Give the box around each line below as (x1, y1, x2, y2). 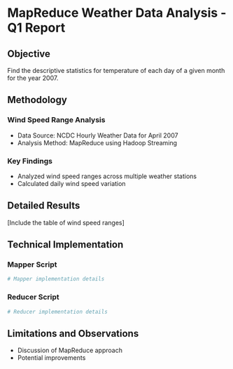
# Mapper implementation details (7, 276, 105, 283)
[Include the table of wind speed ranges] (7, 218, 125, 227)
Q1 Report (7, 20, 66, 36)
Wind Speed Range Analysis (7, 115, 106, 125)
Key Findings (7, 156, 52, 166)
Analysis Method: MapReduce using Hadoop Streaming (17, 138, 177, 147)
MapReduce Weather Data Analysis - (7, 5, 227, 21)
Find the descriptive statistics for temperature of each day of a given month (7, 67, 225, 74)
